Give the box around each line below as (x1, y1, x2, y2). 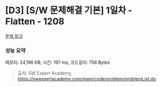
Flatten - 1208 (5, 16, 64, 27)
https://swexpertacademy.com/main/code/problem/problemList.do (17, 76, 156, 82)
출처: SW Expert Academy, (17, 70, 72, 76)
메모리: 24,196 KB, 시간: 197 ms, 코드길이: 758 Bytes (5, 59, 110, 66)
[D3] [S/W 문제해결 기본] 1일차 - (5, 5, 132, 16)
